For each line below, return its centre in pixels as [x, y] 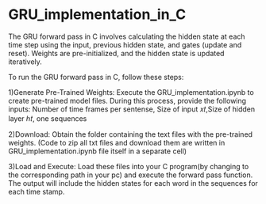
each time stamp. [37, 191]
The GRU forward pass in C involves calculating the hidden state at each [127, 36]
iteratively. [25, 62]
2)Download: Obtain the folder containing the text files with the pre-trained [130, 134]
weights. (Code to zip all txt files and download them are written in [117, 142]
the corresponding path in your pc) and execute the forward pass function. [131, 175]
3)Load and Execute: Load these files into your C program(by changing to [129, 166]
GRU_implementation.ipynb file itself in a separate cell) [98, 151]
